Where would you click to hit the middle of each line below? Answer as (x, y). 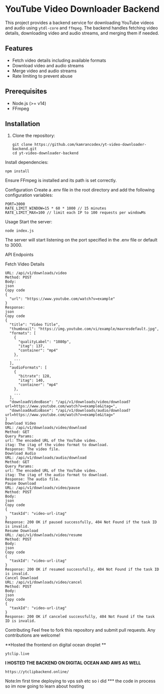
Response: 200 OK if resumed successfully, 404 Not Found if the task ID (82, 570)
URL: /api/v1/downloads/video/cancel (44, 583)
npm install (17, 171)
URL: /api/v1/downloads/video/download (46, 428)
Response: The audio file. (33, 480)
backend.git (24, 149)
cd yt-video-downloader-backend (45, 153)
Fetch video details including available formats (59, 60)
